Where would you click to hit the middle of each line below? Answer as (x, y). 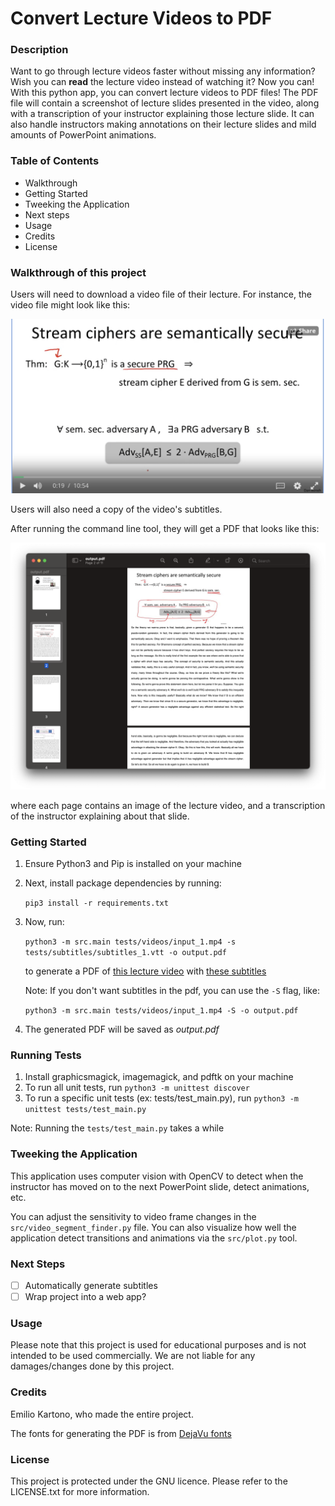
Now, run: (44, 922)
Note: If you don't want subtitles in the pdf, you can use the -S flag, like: (172, 991)
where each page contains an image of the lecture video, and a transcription (168, 805)
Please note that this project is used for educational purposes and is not (158, 1345)
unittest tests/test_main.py (85, 1110)
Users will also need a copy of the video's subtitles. (116, 509)
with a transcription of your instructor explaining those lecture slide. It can (162, 114)
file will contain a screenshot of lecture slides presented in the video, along (165, 103)
